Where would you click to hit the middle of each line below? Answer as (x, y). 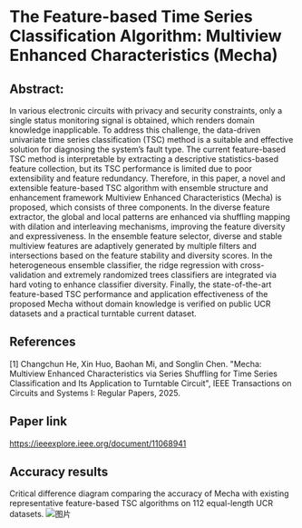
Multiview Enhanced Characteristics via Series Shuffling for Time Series (144, 374)
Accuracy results (59, 472)
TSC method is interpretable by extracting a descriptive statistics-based (144, 159)
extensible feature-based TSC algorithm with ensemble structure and (139, 188)
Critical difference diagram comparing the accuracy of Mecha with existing (149, 493)
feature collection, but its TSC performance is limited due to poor (131, 169)
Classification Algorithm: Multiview (146, 36)
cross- (252, 265)
